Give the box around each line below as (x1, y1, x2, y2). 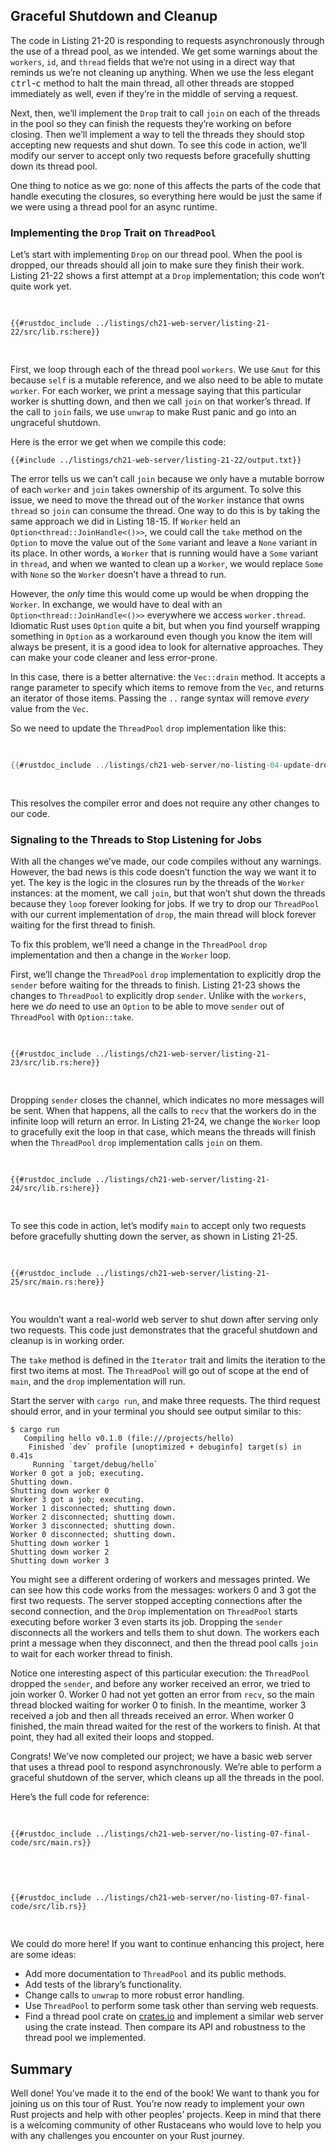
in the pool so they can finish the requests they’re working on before (10, 117, 292, 129)
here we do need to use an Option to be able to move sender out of (10, 1000, 285, 1013)
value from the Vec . (10, 703, 89, 715)
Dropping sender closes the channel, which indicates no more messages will (10, 1094, 325, 1106)
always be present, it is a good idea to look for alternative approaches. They (10, 641, 324, 653)
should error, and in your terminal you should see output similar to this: (10, 1405, 302, 1418)
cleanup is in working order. (10, 1335, 125, 1347)
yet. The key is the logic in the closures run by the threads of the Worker (10, 877, 305, 889)
